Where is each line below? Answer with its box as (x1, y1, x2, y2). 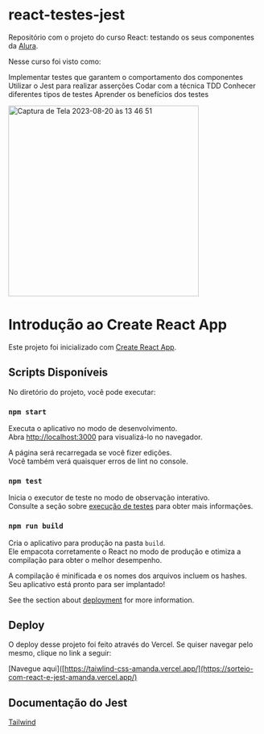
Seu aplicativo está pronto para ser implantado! (8, 579, 166, 589)
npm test (8, 476, 43, 485)
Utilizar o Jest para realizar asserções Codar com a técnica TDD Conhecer (8, 81, 256, 90)
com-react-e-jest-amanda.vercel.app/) (8, 673, 138, 682)
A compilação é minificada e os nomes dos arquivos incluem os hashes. (8, 571, 247, 581)
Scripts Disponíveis (8, 366, 109, 380)
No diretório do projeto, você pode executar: (8, 387, 156, 396)
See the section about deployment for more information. (8, 595, 195, 605)
